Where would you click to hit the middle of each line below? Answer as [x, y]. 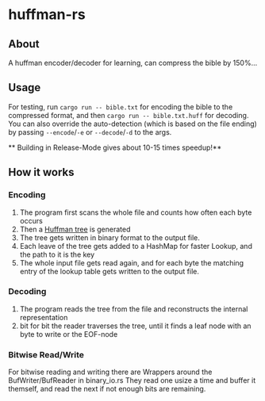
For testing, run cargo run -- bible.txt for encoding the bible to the [121, 107]
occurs [31, 220]
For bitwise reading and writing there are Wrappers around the [110, 372]
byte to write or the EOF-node [69, 334]
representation [44, 317]
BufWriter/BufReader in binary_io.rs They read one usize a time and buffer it [132, 380]
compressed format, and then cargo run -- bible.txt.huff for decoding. [129, 115]
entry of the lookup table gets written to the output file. [109, 271]
